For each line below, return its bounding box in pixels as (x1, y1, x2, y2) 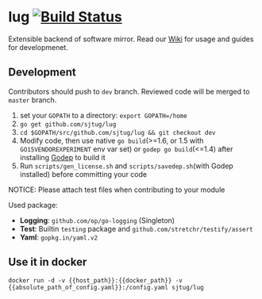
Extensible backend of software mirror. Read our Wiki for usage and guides (8, 34, 254, 44)
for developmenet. (8, 42, 69, 52)
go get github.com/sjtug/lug (19, 120, 117, 128)
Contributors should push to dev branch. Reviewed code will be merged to (8, 86, 250, 96)
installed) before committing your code (19, 169, 148, 178)
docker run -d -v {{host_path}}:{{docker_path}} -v (8, 276, 183, 285)
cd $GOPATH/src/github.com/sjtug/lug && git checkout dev (19, 128, 216, 136)
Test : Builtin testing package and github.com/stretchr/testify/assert (19, 224, 253, 233)
